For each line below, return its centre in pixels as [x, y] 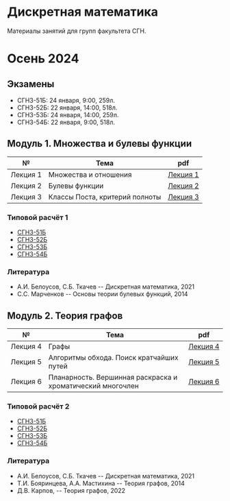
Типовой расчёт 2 [38, 406]
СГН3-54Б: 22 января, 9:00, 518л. [66, 122]
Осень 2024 [43, 59]
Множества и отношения [90, 174]
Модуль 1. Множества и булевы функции [100, 144]
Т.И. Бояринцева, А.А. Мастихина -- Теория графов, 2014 [101, 483]
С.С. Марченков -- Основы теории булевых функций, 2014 [102, 294]
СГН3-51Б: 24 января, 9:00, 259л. [66, 100]
